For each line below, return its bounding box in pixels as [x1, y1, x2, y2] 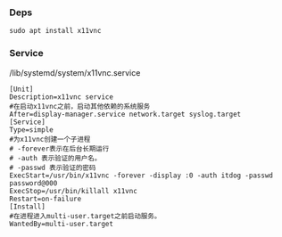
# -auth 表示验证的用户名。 [9, 153, 102, 162]
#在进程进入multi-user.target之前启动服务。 [9, 211, 162, 220]
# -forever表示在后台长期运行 [9, 144, 110, 153]
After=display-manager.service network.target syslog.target [9, 110, 242, 118]
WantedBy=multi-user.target [9, 219, 114, 228]
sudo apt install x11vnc [9, 27, 102, 36]
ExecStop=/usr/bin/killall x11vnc [9, 186, 138, 195]
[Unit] [9, 85, 34, 94]
